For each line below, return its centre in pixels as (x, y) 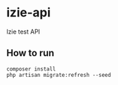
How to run (31, 53)
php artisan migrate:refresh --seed (59, 75)
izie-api (28, 13)
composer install (31, 69)
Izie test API (23, 32)
